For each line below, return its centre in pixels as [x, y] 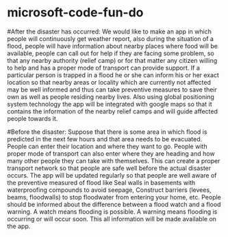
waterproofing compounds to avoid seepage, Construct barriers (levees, [109, 190]
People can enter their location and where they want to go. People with [107, 146]
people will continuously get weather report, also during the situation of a [111, 38]
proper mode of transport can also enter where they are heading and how [111, 153]
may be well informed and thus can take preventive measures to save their [112, 89]
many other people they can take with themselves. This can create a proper [114, 161]
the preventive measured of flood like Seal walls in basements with [101, 182]
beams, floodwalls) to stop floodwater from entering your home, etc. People [114, 197]
